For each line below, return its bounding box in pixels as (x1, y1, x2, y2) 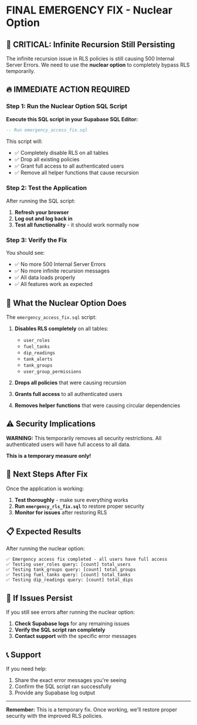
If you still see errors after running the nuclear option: (6, 608, 135, 616)
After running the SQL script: (6, 197, 76, 204)
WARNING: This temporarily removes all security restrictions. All (6, 434, 162, 441)
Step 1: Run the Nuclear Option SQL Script (6, 102, 128, 111)
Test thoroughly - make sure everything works (14, 496, 128, 503)
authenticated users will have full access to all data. (6, 441, 131, 448)
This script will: (6, 138, 43, 145)
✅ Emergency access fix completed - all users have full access (6, 557, 168, 563)
